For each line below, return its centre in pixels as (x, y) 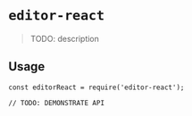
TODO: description (65, 38)
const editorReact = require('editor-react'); (96, 87)
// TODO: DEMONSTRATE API (56, 103)
